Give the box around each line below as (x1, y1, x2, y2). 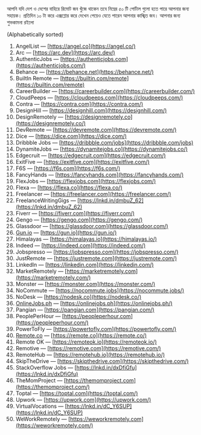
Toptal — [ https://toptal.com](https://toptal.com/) (15, 390, 138, 397)
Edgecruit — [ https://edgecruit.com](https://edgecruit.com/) (15, 152, 166, 159)
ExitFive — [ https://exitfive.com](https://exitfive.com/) (15, 159, 150, 165)
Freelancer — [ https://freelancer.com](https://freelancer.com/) (15, 191, 171, 197)
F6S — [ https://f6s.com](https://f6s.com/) (15, 165, 121, 172)
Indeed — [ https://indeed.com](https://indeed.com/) (15, 242, 146, 249)
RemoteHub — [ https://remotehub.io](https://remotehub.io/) (15, 351, 165, 358)
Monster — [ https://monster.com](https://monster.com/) (15, 281, 156, 287)
